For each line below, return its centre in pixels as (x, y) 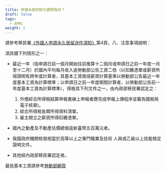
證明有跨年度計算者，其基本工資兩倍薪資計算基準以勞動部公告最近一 (86, 76)
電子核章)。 (31, 105)
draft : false (19, 14)
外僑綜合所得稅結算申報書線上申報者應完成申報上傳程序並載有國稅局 (89, 99)
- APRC (16, 23)
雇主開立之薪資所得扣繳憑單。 (50, 118)
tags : (11, 19)
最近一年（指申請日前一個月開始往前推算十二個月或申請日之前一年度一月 (86, 64)
